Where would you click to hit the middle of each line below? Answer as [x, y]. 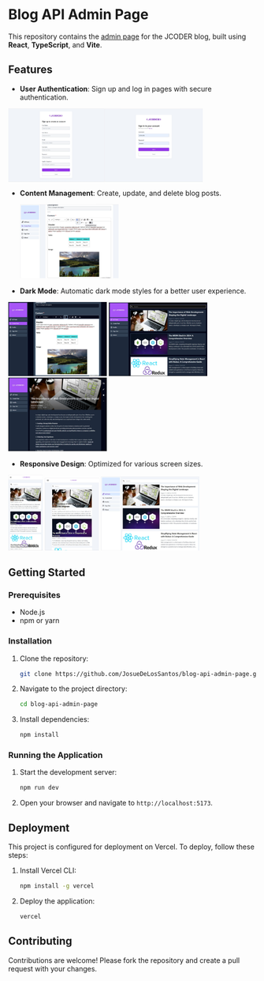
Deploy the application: [57, 901]
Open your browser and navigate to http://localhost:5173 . [116, 803]
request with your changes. [52, 968]
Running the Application [56, 755]
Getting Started [47, 572]
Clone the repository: [54, 658]
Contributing [40, 941]
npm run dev [39, 788]
